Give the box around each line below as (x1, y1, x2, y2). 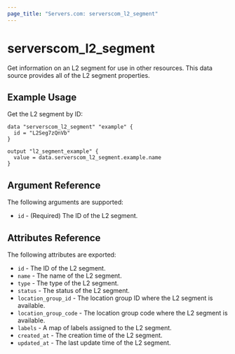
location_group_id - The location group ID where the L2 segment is (17, 294, 213, 302)
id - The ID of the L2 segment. (17, 264, 106, 272)
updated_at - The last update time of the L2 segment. (17, 339, 171, 347)
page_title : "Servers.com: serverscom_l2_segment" (7, 10, 159, 18)
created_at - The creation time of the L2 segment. (17, 331, 163, 339)
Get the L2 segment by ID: (7, 110, 83, 118)
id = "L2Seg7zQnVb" (13, 130, 71, 137)
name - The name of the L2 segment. (17, 271, 122, 280)
